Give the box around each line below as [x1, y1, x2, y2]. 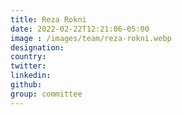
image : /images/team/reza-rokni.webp [10, 33, 172, 43]
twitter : [10, 61, 47, 71]
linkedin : [10, 71, 52, 81]
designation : [10, 42, 65, 53]
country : [10, 52, 47, 62]
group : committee [10, 89, 83, 99]
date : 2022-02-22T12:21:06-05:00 [10, 24, 150, 34]
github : [10, 80, 43, 90]
